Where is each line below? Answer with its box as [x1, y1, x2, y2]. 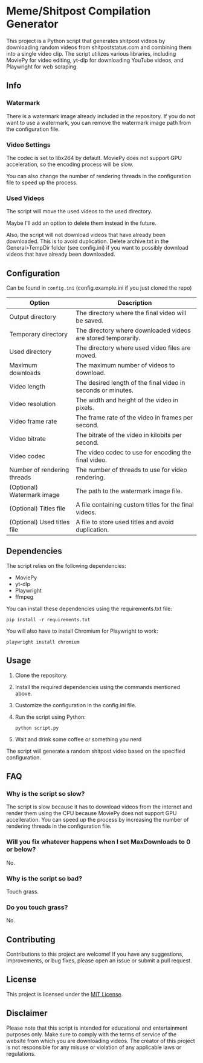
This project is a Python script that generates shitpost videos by [6, 37, 166, 44]
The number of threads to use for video [76, 465, 187, 474]
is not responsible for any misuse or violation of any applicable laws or [6, 1044, 182, 1051]
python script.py [14, 725, 59, 731]
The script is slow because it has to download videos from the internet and [6, 803, 193, 810]
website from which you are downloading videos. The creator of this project [6, 1037, 195, 1044]
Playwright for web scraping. [6, 62, 79, 70]
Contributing [6, 935, 56, 945]
